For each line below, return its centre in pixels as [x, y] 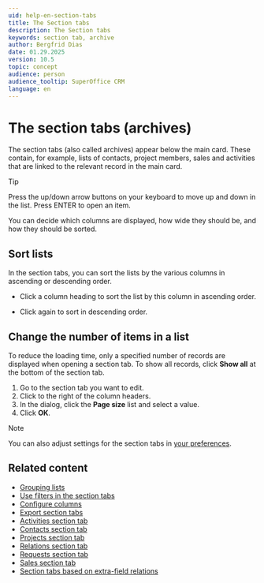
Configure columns [51, 504]
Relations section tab [54, 546]
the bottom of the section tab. [56, 372]
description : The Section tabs [59, 30]
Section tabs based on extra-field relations [89, 571]
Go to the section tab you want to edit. [82, 387]
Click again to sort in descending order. [84, 312]
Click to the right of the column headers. [85, 396]
